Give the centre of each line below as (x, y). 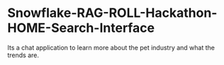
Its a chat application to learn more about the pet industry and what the (111, 47)
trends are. (23, 55)
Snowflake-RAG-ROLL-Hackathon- (112, 13)
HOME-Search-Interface (81, 28)
